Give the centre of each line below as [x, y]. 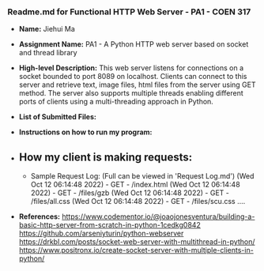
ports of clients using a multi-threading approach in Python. [116, 102]
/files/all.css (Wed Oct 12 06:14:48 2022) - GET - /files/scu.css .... [138, 201]
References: [40, 216]
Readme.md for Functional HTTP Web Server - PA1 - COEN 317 [129, 12]
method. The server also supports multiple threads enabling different [131, 93]
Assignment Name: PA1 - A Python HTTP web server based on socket [134, 44]
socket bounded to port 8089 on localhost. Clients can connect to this [133, 77]
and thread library [48, 53]
